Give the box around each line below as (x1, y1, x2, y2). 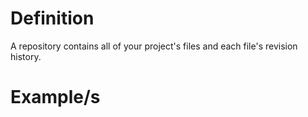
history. (10, 50, 42, 62)
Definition (10, 7, 95, 30)
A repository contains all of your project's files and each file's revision (10, 40, 298, 52)
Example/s (10, 86, 101, 109)
